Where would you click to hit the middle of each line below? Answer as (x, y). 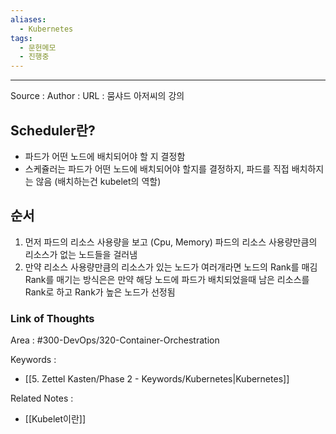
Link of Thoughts (52, 318)
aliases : (28, 19)
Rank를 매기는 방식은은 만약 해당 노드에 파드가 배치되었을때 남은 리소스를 (167, 279)
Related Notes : (42, 398)
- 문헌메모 (38, 47)
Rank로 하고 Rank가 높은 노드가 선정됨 (100, 292)
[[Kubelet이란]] (55, 419)
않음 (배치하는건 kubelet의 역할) (98, 181)
